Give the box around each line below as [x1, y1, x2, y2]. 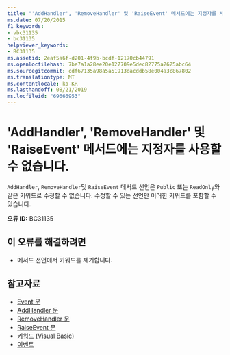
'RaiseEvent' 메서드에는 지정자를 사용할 [7, 142, 222, 158]
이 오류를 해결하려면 [7, 236, 86, 248]
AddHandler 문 [16, 306, 59, 314]
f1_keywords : [7, 23, 44, 29]
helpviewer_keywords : [7, 42, 69, 49]
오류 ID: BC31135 [7, 214, 54, 223]
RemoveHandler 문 [16, 315, 70, 323]
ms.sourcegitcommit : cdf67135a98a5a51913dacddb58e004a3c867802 [7, 67, 192, 74]
